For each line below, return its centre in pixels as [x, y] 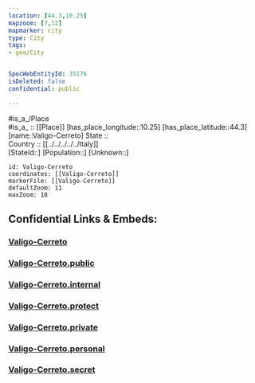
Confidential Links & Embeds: [83, 219]
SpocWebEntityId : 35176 [48, 74]
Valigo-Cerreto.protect [54, 306]
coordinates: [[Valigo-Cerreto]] [64, 174]
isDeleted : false [37, 81]
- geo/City [26, 53]
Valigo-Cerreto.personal [57, 349]
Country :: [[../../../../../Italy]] [53, 143]
